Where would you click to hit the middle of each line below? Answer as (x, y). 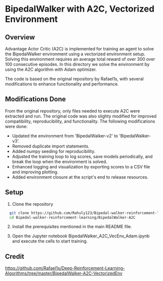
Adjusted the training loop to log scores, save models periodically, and (82, 156)
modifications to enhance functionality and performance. (62, 84)
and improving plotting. (35, 172)
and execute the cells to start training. (50, 241)
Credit (15, 256)
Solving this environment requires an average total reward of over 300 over (80, 59)
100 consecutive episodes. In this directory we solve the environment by (77, 64)
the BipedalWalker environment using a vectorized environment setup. (75, 54)
